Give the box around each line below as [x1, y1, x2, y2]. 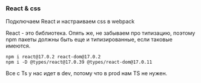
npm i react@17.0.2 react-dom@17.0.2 [5, 54, 101, 60]
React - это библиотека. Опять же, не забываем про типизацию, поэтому [5, 29, 196, 37]
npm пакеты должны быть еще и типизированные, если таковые [5, 36, 173, 43]
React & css [5, 4, 41, 13]
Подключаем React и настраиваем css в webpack [5, 18, 135, 25]
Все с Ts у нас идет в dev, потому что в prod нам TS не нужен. [5, 70, 168, 77]
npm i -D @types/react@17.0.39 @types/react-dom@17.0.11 [5, 59, 153, 66]
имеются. [5, 42, 31, 49]
